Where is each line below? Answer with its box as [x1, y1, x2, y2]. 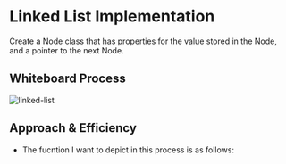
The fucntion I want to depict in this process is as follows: [21, 144, 235, 155]
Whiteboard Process [9, 71, 127, 86]
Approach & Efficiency [9, 120, 137, 135]
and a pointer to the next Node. [9, 45, 124, 55]
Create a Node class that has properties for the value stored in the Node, [9, 36, 277, 46]
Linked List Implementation [9, 6, 215, 27]
